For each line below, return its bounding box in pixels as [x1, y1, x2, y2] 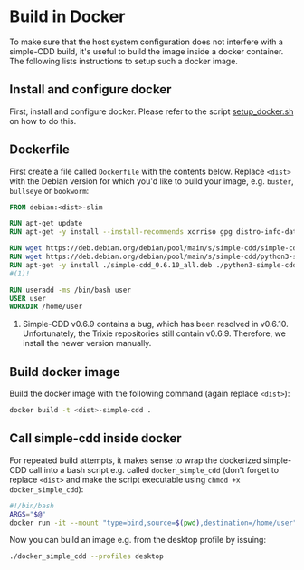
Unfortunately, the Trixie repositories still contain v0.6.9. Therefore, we [22, 328, 287, 339]
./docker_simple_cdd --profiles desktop [9, 552, 165, 561]
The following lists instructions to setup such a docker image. [9, 55, 238, 66]
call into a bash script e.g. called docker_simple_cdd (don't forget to [28, 464, 279, 475]
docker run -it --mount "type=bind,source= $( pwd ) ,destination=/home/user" [9, 518, 298, 527]
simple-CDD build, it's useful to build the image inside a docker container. [9, 45, 284, 56]
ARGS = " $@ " [9, 509, 47, 518]
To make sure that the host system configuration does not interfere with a [9, 36, 283, 47]
